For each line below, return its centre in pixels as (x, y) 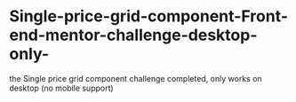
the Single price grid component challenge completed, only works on (136, 78)
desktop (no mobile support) (61, 88)
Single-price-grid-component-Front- (149, 16)
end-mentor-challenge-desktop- (133, 35)
